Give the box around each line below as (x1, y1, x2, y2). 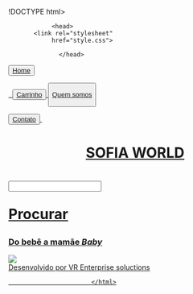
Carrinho (15, 90, 43, 99)
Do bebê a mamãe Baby (8, 237, 103, 248)
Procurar (8, 205, 68, 224)
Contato (12, 114, 36, 123)
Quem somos (51, 90, 92, 99)
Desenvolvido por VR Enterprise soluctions (8, 263, 150, 272)
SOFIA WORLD (85, 143, 185, 162)
